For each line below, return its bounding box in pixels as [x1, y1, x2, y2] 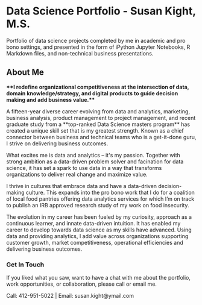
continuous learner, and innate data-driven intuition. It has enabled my [6, 219, 181, 227]
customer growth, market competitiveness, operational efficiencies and [6, 239, 183, 246]
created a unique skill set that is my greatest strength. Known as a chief [6, 127, 184, 134]
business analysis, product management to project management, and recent [6, 114, 196, 121]
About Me [6, 68, 44, 78]
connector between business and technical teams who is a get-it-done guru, [6, 133, 197, 140]
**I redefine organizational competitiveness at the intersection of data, [6, 83, 189, 90]
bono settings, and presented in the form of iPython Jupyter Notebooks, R [6, 43, 191, 51]
